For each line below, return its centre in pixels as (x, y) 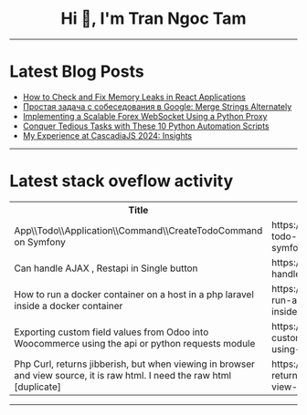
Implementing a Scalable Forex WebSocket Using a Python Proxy (145, 116)
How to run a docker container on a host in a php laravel (134, 294)
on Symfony (40, 242)
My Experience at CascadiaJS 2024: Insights (107, 135)
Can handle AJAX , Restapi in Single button (106, 268)
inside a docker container (69, 306)
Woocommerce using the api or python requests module (135, 343)
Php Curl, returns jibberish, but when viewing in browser (135, 364)
